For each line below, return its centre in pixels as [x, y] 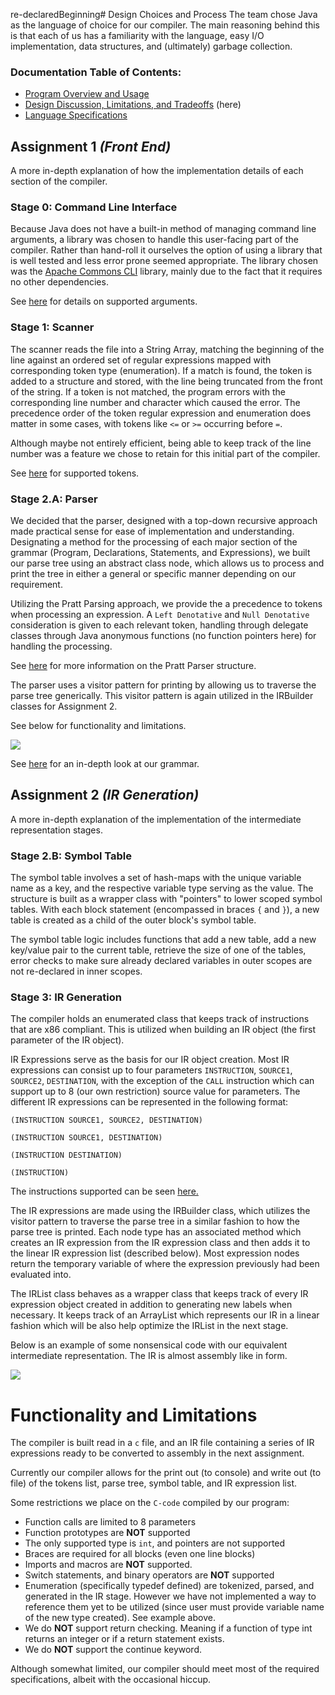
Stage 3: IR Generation [66, 997]
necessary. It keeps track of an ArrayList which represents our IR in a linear [165, 1315]
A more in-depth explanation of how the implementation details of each [157, 171]
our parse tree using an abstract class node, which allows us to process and [167, 563]
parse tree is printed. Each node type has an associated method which [156, 1232]
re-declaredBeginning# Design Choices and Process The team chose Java [164, 14]
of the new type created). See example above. [120, 1618]
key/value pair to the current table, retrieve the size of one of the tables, [158, 950]
